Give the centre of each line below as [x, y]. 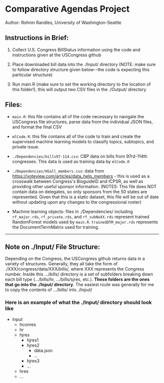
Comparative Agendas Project [67, 9]
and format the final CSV [37, 127]
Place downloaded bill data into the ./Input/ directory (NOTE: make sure [84, 64]
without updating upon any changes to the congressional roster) [77, 202]
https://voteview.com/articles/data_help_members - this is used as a [81, 176]
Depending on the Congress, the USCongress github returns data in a [75, 259]
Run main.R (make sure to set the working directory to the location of [82, 84]
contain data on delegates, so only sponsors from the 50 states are [80, 191]
